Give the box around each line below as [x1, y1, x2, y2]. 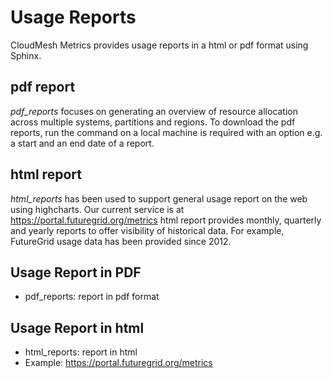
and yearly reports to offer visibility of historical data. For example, [10, 224, 285, 236]
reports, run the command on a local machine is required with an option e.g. [10, 126, 323, 138]
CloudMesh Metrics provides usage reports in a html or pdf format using [10, 39, 309, 51]
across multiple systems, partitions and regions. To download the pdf [10, 116, 296, 128]
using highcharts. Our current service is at [10, 203, 185, 215]
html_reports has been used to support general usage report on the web [10, 192, 308, 205]
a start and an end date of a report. [10, 137, 155, 149]
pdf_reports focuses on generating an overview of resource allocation [10, 105, 298, 117]
